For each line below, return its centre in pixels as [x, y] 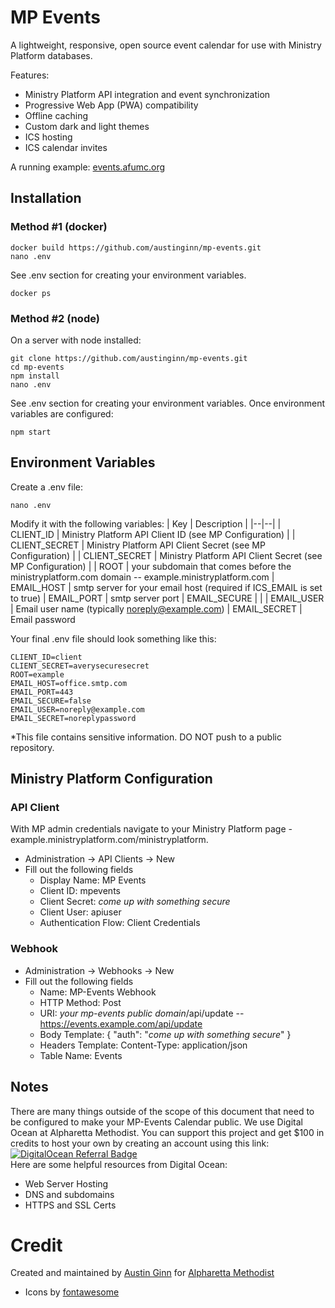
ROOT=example [37, 674]
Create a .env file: [46, 487]
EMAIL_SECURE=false [51, 701]
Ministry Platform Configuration [111, 779]
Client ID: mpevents [80, 891]
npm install [35, 376]
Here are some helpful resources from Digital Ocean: [119, 1164]
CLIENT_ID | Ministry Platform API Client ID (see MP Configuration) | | [153, 534]
